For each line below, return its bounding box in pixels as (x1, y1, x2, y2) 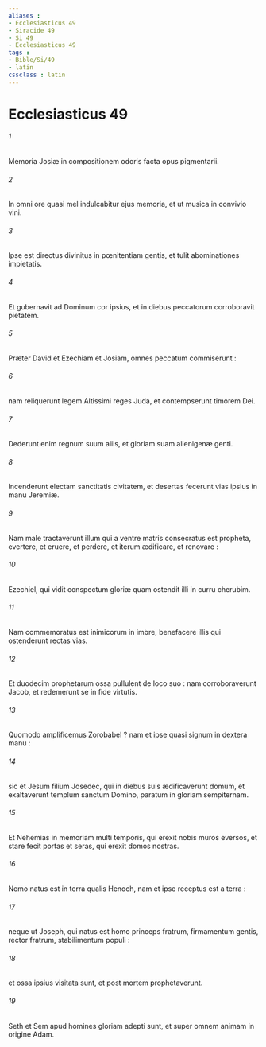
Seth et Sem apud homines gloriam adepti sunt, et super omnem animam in (8, 1021, 255, 1030)
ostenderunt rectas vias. (8, 636, 88, 645)
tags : (8, 49, 30, 56)
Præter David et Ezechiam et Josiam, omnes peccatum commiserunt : (8, 353, 237, 363)
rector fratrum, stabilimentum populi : (8, 936, 130, 945)
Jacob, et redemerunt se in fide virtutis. (8, 687, 137, 697)
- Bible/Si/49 (8, 56, 56, 64)
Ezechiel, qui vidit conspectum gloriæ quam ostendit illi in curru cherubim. (8, 584, 251, 594)
